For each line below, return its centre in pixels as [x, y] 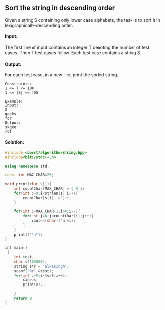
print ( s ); [33, 285]
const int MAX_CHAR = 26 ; [30, 175]
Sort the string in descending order [60, 8]
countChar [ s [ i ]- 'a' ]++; [47, 198]
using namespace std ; [27, 166]
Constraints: [18, 84]
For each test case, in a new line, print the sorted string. [62, 75]
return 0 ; [24, 298]
